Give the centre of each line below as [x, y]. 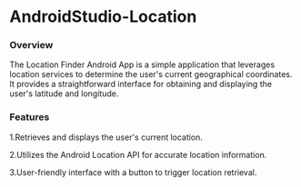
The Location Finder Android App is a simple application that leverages [142, 64]
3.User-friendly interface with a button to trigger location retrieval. [133, 172]
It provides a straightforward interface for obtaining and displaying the [141, 84]
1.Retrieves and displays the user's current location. [106, 137]
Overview [31, 45]
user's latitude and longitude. [64, 93]
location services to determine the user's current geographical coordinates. [151, 74]
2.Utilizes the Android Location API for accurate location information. [138, 154]
